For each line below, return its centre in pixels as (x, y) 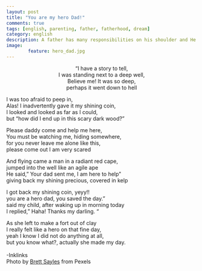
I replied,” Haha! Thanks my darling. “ (53, 211)
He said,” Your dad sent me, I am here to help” (64, 174)
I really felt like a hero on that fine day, (54, 229)
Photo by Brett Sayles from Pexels (49, 261)
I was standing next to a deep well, (102, 75)
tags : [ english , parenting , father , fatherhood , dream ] (78, 29)
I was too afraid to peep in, (40, 99)
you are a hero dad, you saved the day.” (56, 198)
